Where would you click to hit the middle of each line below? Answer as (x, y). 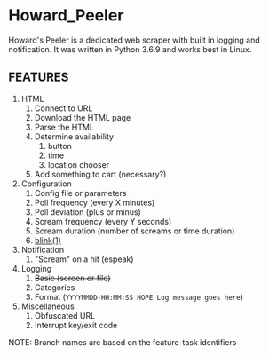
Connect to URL (63, 108)
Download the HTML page (83, 117)
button (59, 146)
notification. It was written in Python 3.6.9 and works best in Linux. (130, 49)
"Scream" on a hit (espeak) (84, 259)
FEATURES (39, 78)
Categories (55, 287)
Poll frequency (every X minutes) (95, 202)
